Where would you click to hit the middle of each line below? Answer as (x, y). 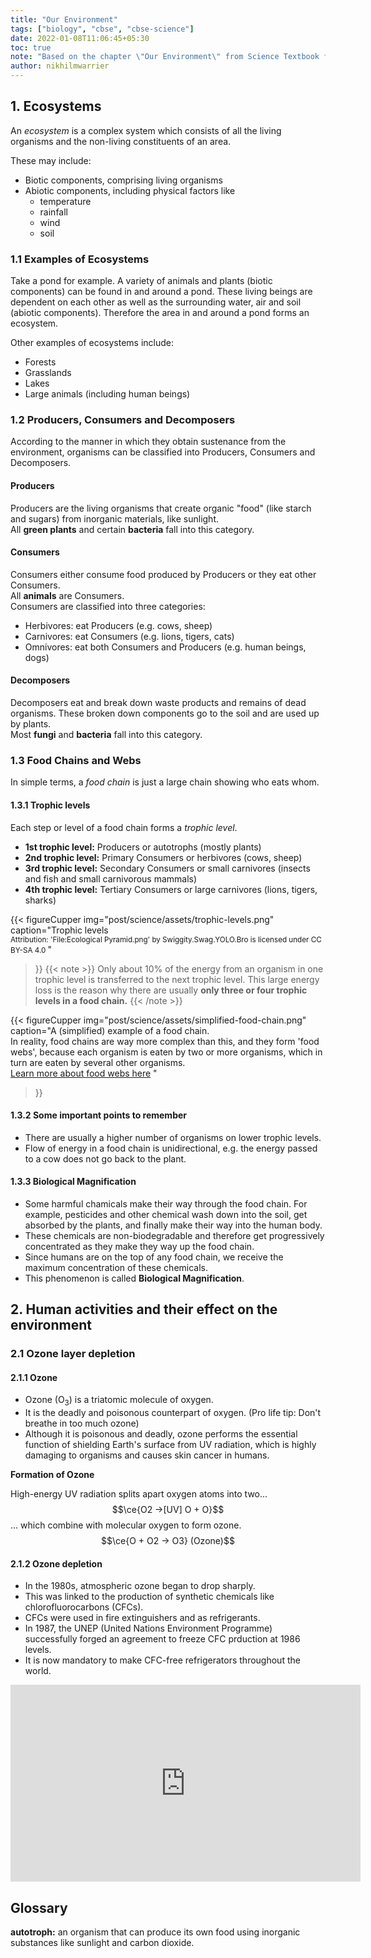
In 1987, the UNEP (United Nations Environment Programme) (148, 1628)
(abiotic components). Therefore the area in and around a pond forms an (160, 313)
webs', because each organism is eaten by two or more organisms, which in (166, 1052)
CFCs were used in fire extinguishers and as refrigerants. (142, 1618)
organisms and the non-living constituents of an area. (121, 141)
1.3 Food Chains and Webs (76, 760)
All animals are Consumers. (67, 595)
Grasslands (48, 373)
